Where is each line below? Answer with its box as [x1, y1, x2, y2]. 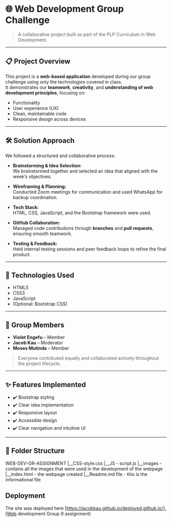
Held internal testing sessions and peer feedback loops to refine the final [12, 246, 166, 252]
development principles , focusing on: [5, 89, 86, 95]
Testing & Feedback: [12, 240, 58, 246]
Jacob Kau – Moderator [12, 340, 63, 346]
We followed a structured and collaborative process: [5, 152, 116, 159]
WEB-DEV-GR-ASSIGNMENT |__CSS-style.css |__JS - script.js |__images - [5, 460, 162, 466]
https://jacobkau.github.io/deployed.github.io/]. [66, 505, 166, 511]
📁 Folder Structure [5, 447, 65, 455]
